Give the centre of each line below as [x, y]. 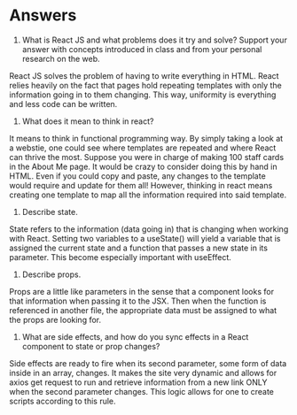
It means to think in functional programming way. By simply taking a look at [146, 138]
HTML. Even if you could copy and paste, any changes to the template [137, 176]
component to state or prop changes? [91, 346]
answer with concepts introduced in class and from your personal [142, 49]
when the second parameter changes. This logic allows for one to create [142, 391]
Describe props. [51, 274]
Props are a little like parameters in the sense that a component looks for [142, 291]
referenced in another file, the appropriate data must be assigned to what [143, 310]
